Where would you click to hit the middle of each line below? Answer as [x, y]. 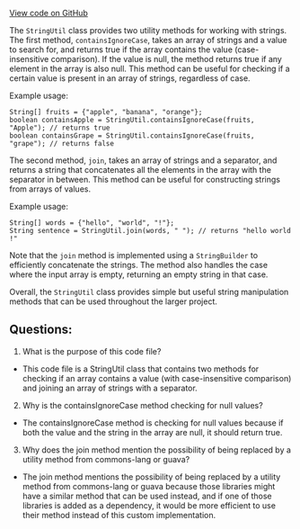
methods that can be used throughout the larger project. [114, 301]
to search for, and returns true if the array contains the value [121, 49]
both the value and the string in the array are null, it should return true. [152, 432]
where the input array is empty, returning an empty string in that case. [139, 274]
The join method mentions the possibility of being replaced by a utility [151, 477]
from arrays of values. [50, 189]
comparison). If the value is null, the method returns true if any [167, 59]
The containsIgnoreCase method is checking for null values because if [153, 423]
